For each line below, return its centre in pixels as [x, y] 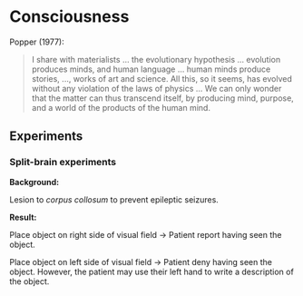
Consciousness [69, 17]
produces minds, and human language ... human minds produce [151, 69]
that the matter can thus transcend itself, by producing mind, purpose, [163, 98]
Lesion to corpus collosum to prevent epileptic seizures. [114, 199]
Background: [34, 182]
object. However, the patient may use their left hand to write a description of [152, 271]
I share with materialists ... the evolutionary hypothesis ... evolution [156, 59]
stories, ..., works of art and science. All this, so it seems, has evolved [161, 78]
